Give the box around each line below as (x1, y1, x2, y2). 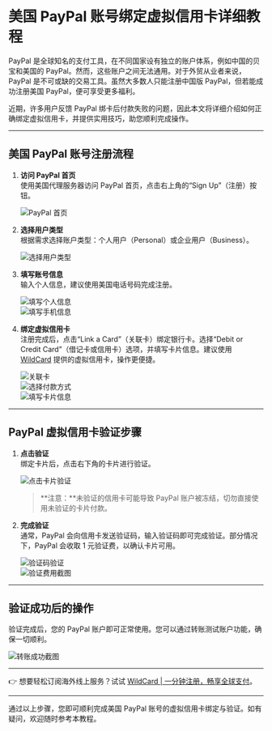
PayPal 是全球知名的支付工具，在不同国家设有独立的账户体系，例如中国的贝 (8, 56, 261, 66)
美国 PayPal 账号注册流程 (8, 147, 134, 161)
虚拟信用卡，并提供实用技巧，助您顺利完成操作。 (29, 113, 193, 123)
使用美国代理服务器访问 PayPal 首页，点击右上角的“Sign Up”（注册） (19, 180, 250, 190)
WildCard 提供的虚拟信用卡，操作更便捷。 (19, 354, 160, 364)
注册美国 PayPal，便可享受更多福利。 (15, 86, 140, 96)
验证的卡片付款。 (54, 503, 112, 512)
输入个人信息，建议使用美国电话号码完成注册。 (19, 279, 176, 289)
